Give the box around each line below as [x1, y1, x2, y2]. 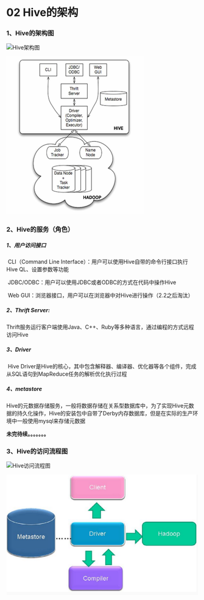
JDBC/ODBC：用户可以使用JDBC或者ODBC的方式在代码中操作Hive [7, 279, 177, 286]
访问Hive [6, 331, 29, 338]
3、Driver [6, 346, 32, 353]
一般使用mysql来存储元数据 [16, 417, 86, 425]
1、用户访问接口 [6, 241, 47, 249]
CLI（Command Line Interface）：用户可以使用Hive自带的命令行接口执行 [7, 258, 188, 265]
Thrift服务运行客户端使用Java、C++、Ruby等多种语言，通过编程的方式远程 [6, 323, 194, 331]
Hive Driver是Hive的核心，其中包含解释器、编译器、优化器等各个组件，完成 [7, 362, 197, 370]
